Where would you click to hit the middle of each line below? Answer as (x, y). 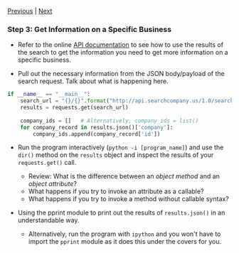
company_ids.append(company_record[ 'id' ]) (97, 134)
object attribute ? (52, 184)
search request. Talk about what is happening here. (93, 81)
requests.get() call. (47, 163)
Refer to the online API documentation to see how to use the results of (121, 45)
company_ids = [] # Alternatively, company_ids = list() (110, 121)
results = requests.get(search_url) (75, 108)
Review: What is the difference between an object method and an (124, 176)
